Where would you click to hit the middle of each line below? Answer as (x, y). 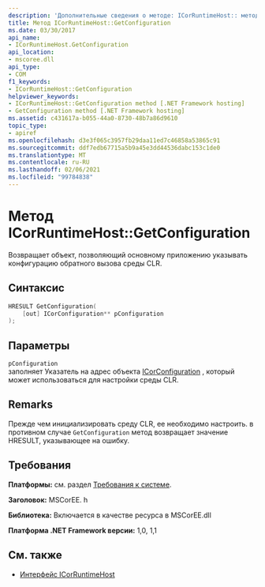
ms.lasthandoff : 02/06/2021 (54, 170)
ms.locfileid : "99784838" (50, 177)
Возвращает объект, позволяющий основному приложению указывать (128, 254)
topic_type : (28, 126)
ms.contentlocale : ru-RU (49, 163)
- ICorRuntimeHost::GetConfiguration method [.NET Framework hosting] (127, 103)
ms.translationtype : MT (47, 155)
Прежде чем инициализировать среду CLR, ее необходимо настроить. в (131, 423)
